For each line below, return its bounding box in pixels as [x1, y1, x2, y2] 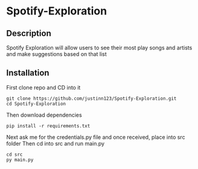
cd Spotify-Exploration [6, 100, 66, 106]
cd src [6, 152, 23, 158]
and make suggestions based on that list [6, 51, 107, 58]
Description [6, 28, 51, 38]
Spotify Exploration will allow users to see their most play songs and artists [6, 44, 193, 51]
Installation [6, 68, 49, 78]
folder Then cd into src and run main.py [6, 140, 104, 147]
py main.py [6, 156, 34, 163]
